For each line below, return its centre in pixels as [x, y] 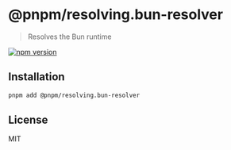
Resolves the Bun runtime [69, 37]
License [28, 120]
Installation [37, 77]
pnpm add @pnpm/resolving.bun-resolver [74, 95]
